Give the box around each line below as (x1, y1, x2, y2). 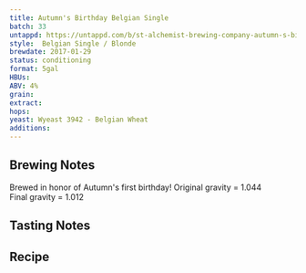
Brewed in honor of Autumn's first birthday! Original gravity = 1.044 (9, 182, 262, 193)
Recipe (9, 248, 50, 265)
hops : (9, 107, 30, 116)
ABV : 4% (9, 81, 39, 90)
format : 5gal (9, 65, 59, 74)
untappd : (9, 30, 43, 39)
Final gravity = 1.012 (9, 191, 85, 202)
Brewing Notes (9, 157, 96, 173)
